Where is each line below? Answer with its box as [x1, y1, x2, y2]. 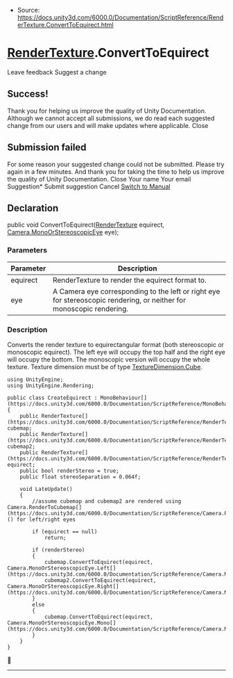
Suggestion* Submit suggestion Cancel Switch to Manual [7, 182, 171, 191]
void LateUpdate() [19, 485, 73, 492]
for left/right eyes [16, 516, 76, 523]
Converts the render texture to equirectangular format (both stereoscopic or [7, 340, 224, 348]
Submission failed [7, 142, 87, 154]
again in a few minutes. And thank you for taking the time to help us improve [7, 167, 225, 176]
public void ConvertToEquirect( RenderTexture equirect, [7, 220, 165, 229]
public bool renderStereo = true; [19, 467, 119, 474]
